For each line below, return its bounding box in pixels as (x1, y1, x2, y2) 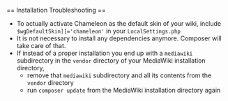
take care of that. (16, 42, 66, 49)
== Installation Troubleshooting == (6, 6, 106, 14)
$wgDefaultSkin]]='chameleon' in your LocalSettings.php (16, 27, 181, 35)
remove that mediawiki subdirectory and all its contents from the (26, 71, 212, 79)
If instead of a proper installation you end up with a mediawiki (16, 49, 193, 57)
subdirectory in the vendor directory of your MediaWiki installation (16, 56, 206, 65)
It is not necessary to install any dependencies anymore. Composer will (16, 34, 222, 42)
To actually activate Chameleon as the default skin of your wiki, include (16, 20, 222, 27)
